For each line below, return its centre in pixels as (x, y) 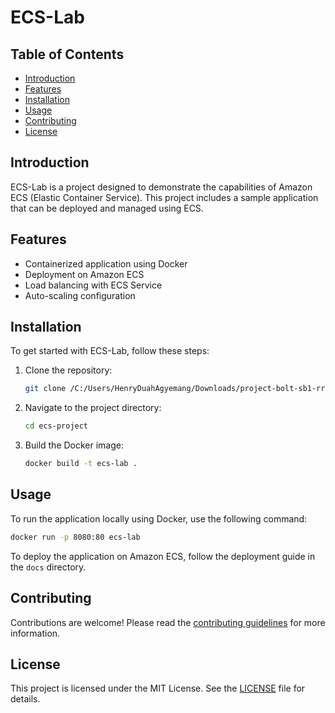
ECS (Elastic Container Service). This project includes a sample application (164, 197)
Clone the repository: (68, 370)
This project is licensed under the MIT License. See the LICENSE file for (158, 688)
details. (25, 699)
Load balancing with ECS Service (93, 285)
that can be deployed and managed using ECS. (107, 208)
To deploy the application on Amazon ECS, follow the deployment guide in (163, 556)
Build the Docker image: (74, 445)
